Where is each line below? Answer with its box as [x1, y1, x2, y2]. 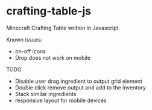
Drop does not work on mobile [14, 54, 90, 61]
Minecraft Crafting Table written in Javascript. [6, 24, 121, 31]
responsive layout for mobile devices [14, 97, 107, 104]
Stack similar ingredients [14, 90, 77, 97]
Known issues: [6, 36, 43, 43]
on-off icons [14, 47, 46, 55]
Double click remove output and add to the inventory [14, 83, 146, 91]
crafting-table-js [6, 4, 92, 18]
